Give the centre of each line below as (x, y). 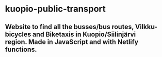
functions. (21, 49)
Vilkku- (146, 27)
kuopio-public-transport (55, 9)
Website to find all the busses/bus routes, (70, 27)
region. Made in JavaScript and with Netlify (72, 42)
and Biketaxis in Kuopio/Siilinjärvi (84, 34)
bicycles (18, 34)
